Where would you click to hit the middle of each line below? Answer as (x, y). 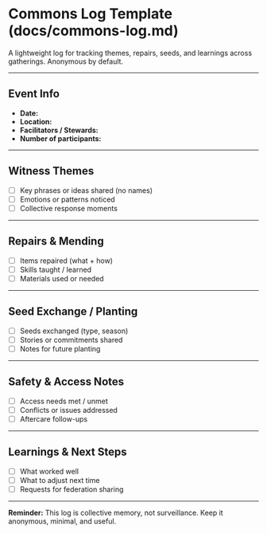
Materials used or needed (62, 278)
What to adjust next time (60, 480)
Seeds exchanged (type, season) (74, 331)
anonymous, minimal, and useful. (62, 521)
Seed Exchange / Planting (73, 312)
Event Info (34, 94)
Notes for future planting (60, 348)
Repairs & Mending (56, 241)
